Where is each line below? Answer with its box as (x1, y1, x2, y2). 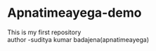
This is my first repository (7, 28, 82, 36)
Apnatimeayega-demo (7, 5, 142, 21)
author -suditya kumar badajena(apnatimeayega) (7, 35, 150, 43)
